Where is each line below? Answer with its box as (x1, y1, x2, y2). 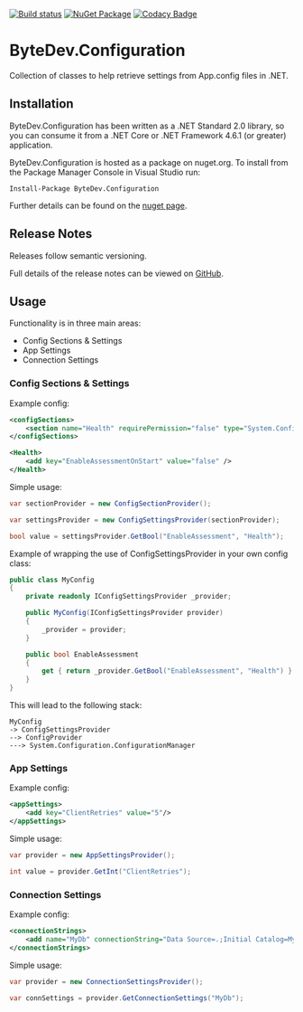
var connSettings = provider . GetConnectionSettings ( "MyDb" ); (9, 993, 244, 1003)
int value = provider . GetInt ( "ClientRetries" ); (9, 866, 192, 876)
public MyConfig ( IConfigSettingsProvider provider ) (25, 609, 224, 618)
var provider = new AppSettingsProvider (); (9, 850, 176, 859)
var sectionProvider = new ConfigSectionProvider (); (9, 498, 212, 508)
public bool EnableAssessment (25, 649, 140, 659)
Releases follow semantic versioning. (9, 250, 147, 261)
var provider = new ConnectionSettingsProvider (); (9, 977, 204, 986)
